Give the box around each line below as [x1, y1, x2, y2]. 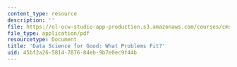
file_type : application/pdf [7, 29, 90, 37]
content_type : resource [7, 10, 78, 17]
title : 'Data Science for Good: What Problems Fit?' [7, 43, 166, 50]
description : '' [7, 17, 55, 24]
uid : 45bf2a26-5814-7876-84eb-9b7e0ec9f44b [7, 50, 138, 57]
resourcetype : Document [7, 36, 78, 43]
